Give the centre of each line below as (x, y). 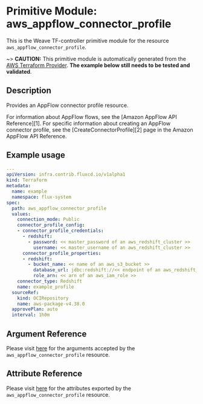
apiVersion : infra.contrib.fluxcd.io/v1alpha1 (66, 175)
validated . (19, 71)
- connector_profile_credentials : (60, 231)
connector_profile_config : (51, 225)
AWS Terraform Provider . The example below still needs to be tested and (98, 65)
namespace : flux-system (41, 197)
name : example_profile (46, 287)
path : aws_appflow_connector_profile (59, 208)
